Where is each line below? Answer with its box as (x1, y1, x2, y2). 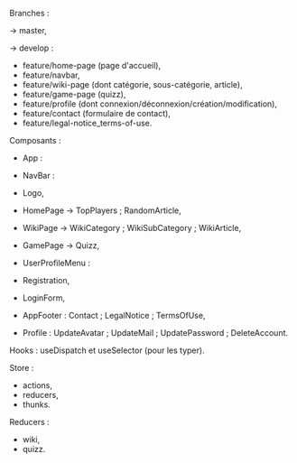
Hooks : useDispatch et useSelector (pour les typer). (9, 345, 205, 356)
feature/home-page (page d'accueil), (22, 60, 161, 70)
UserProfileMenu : (22, 257, 91, 268)
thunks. (22, 399, 51, 410)
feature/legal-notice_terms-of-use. (22, 117, 153, 128)
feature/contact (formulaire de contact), (22, 108, 172, 118)
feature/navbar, (22, 69, 80, 80)
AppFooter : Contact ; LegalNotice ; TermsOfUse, (22, 310, 206, 320)
